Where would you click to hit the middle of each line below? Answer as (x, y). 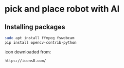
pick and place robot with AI (62, 9)
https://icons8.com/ (26, 61)
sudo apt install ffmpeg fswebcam (40, 38)
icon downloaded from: (28, 51)
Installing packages (35, 27)
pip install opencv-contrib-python (41, 42)
